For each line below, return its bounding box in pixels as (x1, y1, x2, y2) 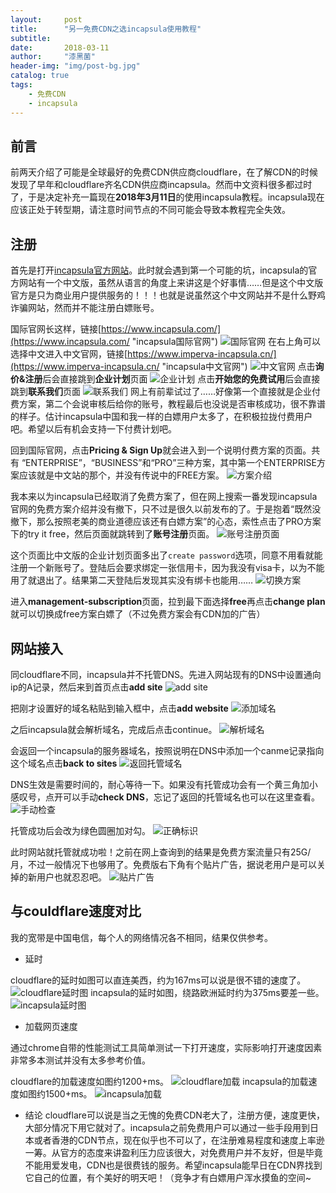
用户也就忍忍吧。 (36, 871, 107, 883)
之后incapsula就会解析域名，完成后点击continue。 (10, 723, 218, 735)
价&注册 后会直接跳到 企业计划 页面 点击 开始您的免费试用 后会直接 (10, 373, 321, 385)
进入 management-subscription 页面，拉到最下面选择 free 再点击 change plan (10, 596, 326, 608)
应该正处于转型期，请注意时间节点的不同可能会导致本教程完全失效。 (10, 204, 291, 216)
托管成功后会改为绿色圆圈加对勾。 (10, 824, 151, 836)
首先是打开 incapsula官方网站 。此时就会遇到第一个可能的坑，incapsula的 (10, 264, 309, 276)
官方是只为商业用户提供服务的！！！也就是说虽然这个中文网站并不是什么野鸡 (10, 289, 326, 301)
